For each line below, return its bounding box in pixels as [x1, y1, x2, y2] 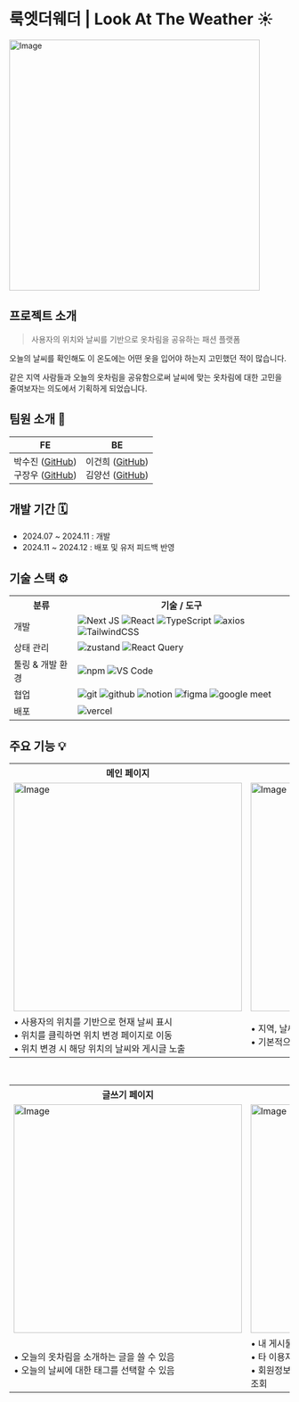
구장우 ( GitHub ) [13, 468, 77, 481]
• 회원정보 [250, 1365, 292, 1376]
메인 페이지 [106, 767, 149, 779]
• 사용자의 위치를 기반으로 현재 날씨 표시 [13, 1016, 174, 1027]
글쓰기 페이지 [101, 1089, 154, 1101]
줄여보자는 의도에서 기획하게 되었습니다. [9, 383, 148, 393]
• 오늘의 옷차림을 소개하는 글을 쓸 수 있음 [13, 1351, 175, 1363]
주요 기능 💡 [9, 738, 67, 754]
